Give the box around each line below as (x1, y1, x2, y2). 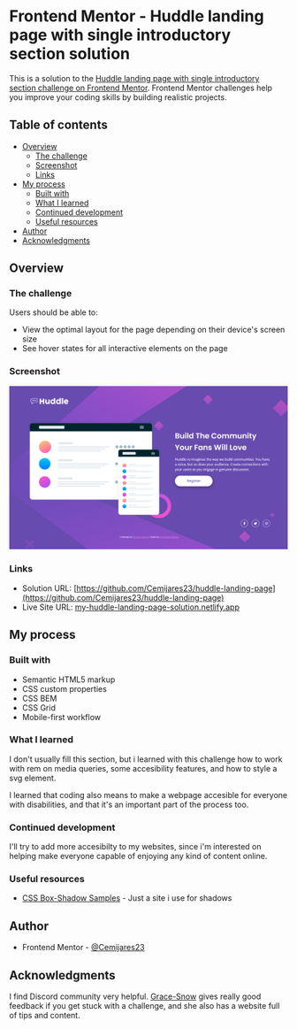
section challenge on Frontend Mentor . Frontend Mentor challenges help (9, 82, 272, 93)
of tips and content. (9, 1010, 81, 1021)
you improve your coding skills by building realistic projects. (9, 91, 227, 103)
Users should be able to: (9, 307, 99, 318)
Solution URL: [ (21, 582, 77, 594)
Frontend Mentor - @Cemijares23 (21, 942, 145, 953)
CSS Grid (21, 702, 56, 713)
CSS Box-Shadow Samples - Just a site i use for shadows (21, 893, 232, 903)
